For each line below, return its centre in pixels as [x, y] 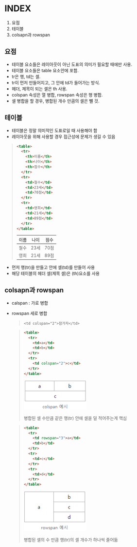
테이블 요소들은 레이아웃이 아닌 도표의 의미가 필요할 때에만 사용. [72, 64]
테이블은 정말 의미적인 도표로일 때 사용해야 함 [54, 130]
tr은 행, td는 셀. [26, 77]
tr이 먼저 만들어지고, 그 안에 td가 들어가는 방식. [56, 82]
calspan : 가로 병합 [30, 303]
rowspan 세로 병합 [29, 313]
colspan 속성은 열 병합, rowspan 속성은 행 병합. [57, 95]
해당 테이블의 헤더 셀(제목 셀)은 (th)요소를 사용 [56, 273]
